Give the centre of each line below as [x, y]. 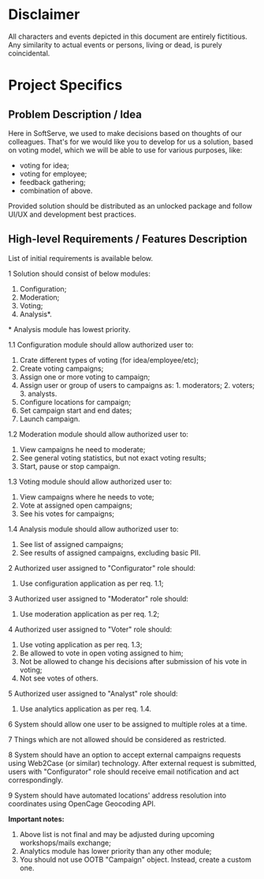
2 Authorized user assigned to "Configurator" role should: [102, 568]
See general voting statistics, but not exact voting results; [113, 458]
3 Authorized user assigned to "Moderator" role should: [99, 598]
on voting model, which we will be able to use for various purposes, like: [125, 150]
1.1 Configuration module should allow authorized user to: [101, 345]
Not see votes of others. [59, 678]
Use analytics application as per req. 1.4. [86, 708]
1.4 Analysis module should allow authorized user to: [93, 529]
